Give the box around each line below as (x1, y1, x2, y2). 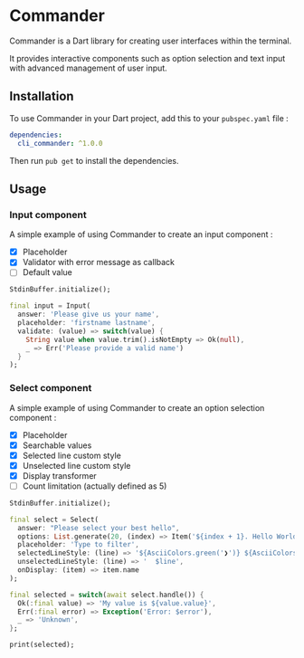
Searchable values (22, 440, 92, 451)
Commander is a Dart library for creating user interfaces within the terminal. (9, 35, 292, 46)
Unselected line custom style (22, 460, 131, 471)
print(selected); (9, 640, 75, 650)
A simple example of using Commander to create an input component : (9, 229, 273, 240)
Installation (9, 89, 74, 104)
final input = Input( (9, 301, 91, 310)
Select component (9, 382, 92, 395)
